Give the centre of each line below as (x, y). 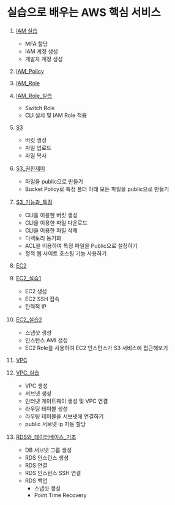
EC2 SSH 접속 (42, 299)
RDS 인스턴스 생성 (47, 457)
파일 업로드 (38, 148)
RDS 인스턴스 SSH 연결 (53, 473)
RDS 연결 (36, 465)
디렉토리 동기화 (43, 238)
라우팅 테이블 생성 (46, 408)
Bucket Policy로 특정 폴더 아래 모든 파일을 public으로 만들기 (97, 189)
